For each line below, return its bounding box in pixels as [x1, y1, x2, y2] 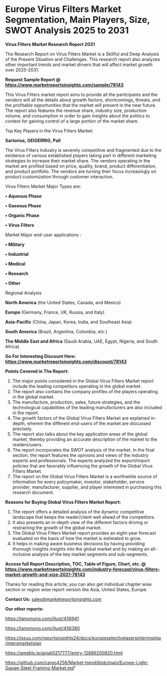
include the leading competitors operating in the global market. [12, 383, 142, 389]
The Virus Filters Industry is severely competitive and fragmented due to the [5, 147, 162, 153]
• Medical [5, 261, 26, 267]
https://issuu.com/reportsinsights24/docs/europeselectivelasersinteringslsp [5, 635, 161, 641]
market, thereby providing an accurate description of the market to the [12, 436, 158, 442]
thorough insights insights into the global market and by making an [12, 546, 150, 552]
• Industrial [5, 251, 29, 257]
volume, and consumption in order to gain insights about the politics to [5, 112, 150, 118]
